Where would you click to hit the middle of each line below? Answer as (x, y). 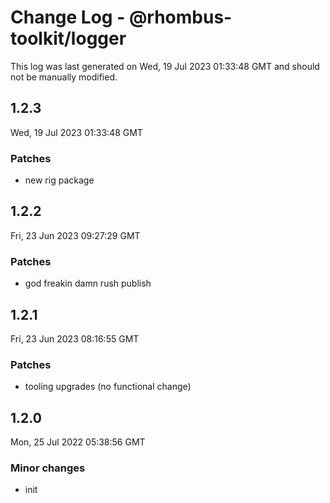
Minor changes (48, 468)
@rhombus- (180, 17)
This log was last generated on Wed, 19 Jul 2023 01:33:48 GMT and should (165, 66)
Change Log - (68, 17)
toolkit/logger (68, 38)
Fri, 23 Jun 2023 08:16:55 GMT (75, 338)
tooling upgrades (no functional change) (108, 387)
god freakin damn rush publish (88, 283)
